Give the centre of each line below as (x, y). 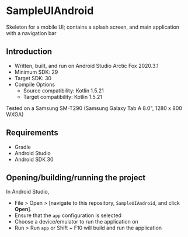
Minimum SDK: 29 (36, 72)
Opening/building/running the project (76, 178)
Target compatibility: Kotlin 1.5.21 (62, 97)
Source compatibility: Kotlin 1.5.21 (63, 90)
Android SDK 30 (34, 159)
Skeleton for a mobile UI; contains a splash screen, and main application (93, 27)
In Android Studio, (28, 192)
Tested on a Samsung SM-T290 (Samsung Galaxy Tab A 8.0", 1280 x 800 (94, 108)
